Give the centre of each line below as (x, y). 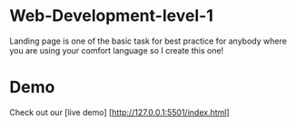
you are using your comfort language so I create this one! (117, 50)
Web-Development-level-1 (111, 16)
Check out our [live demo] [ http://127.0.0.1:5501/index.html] (119, 112)
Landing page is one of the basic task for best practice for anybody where (148, 41)
